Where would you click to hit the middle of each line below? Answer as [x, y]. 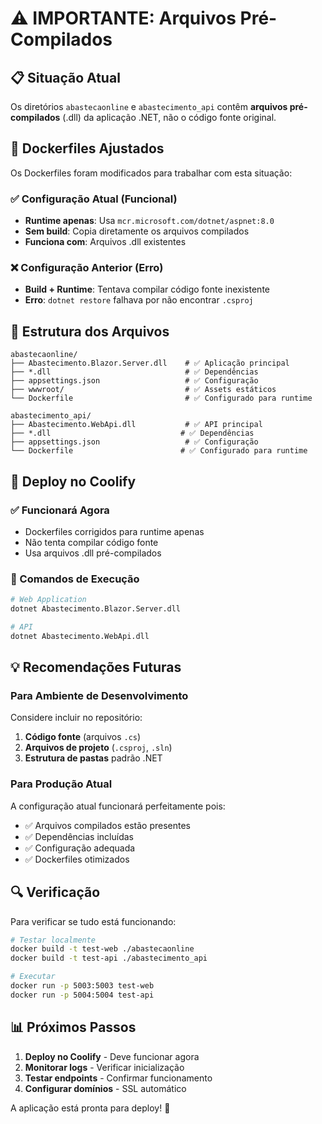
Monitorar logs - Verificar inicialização [104, 1067]
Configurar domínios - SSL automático [105, 1088]
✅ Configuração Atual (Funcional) [94, 199]
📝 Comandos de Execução [75, 579]
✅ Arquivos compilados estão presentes [107, 825]
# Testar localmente [53, 940]
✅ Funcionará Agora [60, 510]
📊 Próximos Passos [73, 1027]
